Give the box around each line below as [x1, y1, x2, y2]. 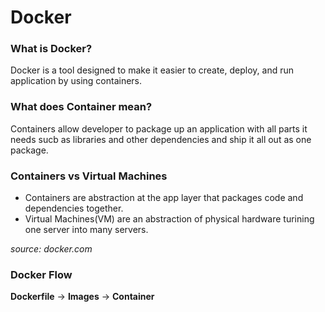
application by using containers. [10, 75, 143, 87]
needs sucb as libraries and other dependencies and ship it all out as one [10, 133, 312, 145]
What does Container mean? [10, 100, 153, 114]
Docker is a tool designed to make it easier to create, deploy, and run [10, 64, 294, 76]
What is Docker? [10, 42, 93, 56]
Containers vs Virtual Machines [10, 169, 168, 183]
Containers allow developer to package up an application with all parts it [10, 122, 308, 135]
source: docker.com [10, 243, 93, 255]
